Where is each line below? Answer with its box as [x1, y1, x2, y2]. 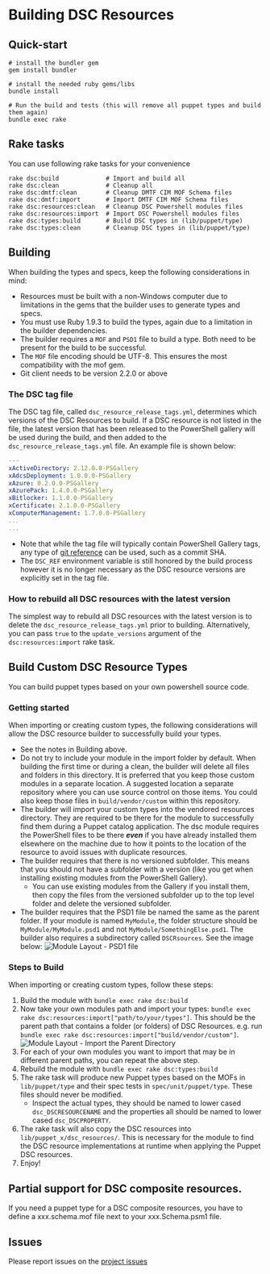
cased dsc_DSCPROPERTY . [31, 1115, 111, 1126]
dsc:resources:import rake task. [8, 637, 115, 647]
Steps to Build [8, 962, 64, 972]
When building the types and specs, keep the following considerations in [8, 267, 250, 277]
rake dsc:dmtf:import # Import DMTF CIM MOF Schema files [8, 195, 229, 203]
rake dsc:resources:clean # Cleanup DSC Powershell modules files [8, 202, 243, 210]
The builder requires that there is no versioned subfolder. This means [19, 856, 250, 866]
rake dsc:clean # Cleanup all [8, 181, 153, 189]
